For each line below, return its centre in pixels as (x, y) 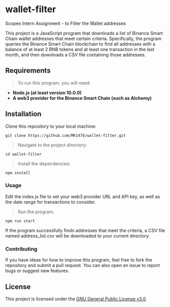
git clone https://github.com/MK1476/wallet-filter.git (65, 135)
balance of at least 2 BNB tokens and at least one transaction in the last (80, 49)
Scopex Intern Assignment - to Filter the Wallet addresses (65, 23)
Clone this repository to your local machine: (51, 126)
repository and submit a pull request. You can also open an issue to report (82, 265)
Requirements (28, 71)
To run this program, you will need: (54, 83)
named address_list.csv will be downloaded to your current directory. (78, 236)
